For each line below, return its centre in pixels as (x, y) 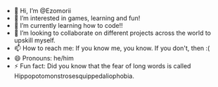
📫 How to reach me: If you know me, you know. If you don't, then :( (112, 48)
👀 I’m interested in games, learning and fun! (77, 18)
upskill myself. (35, 40)
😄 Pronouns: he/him (44, 58)
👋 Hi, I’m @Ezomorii (43, 11)
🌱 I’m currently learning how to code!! (68, 25)
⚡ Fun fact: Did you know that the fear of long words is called (102, 66)
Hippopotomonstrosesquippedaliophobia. (74, 76)
